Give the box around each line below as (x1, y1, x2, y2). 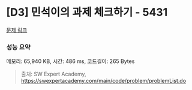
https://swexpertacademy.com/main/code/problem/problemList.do (20, 77, 187, 85)
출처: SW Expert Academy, (20, 70, 86, 78)
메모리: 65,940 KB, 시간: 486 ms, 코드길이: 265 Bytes (6, 58, 135, 65)
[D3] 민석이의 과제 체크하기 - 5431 (6, 5, 168, 19)
